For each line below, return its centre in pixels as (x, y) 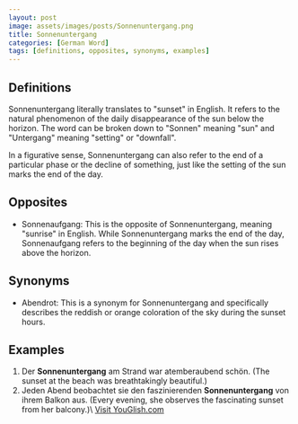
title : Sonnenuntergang (53, 34)
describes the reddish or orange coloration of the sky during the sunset (153, 312)
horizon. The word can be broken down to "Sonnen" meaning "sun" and (141, 128)
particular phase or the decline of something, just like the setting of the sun (147, 164)
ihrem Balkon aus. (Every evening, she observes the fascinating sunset (152, 400)
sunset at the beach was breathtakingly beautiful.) (114, 381)
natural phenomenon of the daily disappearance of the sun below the (136, 119)
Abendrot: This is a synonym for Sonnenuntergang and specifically (145, 303)
